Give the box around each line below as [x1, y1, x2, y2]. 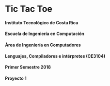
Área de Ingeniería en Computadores [5, 42, 81, 48]
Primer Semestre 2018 [5, 64, 51, 70]
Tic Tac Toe [5, 3, 52, 15]
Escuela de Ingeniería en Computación [5, 31, 85, 37]
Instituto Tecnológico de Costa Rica [5, 19, 79, 25]
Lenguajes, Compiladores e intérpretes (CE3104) [5, 53, 106, 59]
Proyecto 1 [5, 75, 27, 81]
